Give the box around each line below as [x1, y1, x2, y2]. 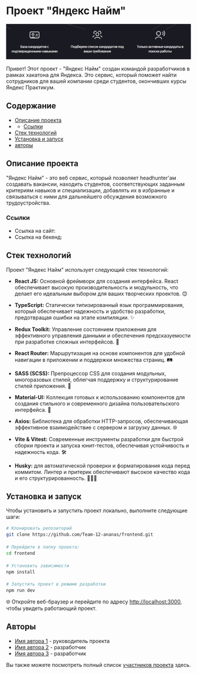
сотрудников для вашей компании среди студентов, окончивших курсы [6, 78, 186, 85]
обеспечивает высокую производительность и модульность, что [14, 283, 179, 291]
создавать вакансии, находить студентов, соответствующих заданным [6, 181, 185, 188]
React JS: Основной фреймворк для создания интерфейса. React [14, 278, 179, 285]
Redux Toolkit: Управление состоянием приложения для [14, 325, 157, 333]
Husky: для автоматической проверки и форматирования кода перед [14, 462, 191, 469]
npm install [6, 569, 35, 575]
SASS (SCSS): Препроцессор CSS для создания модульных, [14, 369, 167, 377]
